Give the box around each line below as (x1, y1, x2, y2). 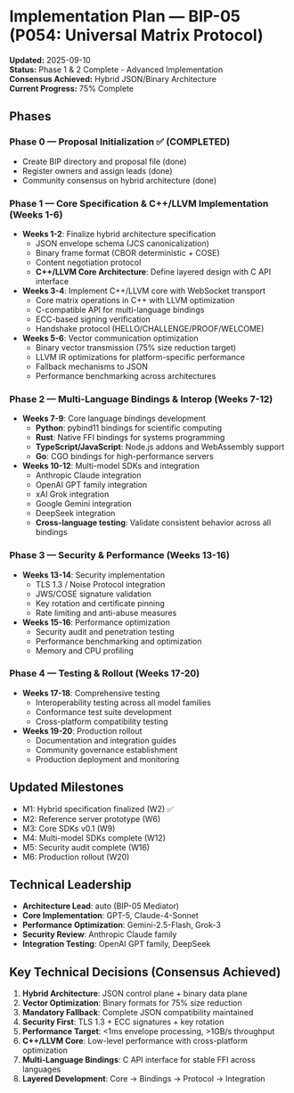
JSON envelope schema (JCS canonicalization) (35, 238, 209, 249)
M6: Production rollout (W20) (21, 851, 130, 862)
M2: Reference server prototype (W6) (21, 813, 161, 824)
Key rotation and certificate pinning (35, 597, 165, 608)
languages (21, 1064, 61, 1075)
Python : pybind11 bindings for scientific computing (35, 423, 223, 433)
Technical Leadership (9, 877, 132, 892)
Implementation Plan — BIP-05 (9, 6, 241, 27)
